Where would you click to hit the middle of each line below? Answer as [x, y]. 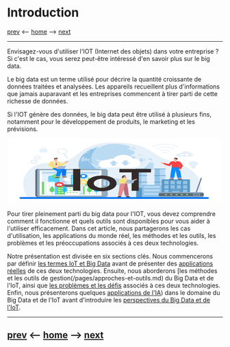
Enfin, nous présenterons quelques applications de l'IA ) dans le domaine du [114, 292]
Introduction [43, 13]
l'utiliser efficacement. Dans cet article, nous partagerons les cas [99, 228]
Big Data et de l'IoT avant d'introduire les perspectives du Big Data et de [109, 300]
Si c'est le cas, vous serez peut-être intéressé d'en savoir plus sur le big [108, 58]
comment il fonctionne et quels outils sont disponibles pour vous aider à [108, 221]
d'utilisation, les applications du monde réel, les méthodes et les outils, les [112, 235]
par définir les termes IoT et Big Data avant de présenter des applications [110, 263]
